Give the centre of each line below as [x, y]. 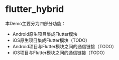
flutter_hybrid [35, 9]
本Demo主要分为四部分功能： [36, 23]
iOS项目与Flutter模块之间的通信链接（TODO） [60, 53]
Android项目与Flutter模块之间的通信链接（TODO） [65, 46]
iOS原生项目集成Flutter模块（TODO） [51, 40]
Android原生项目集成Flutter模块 [45, 34]
